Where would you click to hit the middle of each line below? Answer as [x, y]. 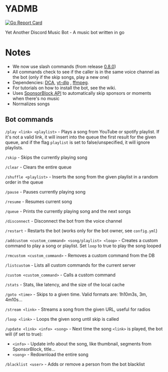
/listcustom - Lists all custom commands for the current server [70, 265]
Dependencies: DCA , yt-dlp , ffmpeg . [50, 82]
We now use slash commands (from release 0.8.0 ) [64, 66]
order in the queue [24, 182]
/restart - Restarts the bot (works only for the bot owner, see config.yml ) [81, 231]
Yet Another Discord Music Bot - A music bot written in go [65, 32]
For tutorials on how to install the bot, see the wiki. [64, 88]
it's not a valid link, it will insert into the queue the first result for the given [81, 137]
